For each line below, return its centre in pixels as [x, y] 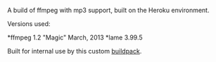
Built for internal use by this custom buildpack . [75, 51]
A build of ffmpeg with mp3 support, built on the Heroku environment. [108, 10]
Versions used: [29, 24]
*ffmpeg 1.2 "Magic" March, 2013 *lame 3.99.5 [75, 37]
